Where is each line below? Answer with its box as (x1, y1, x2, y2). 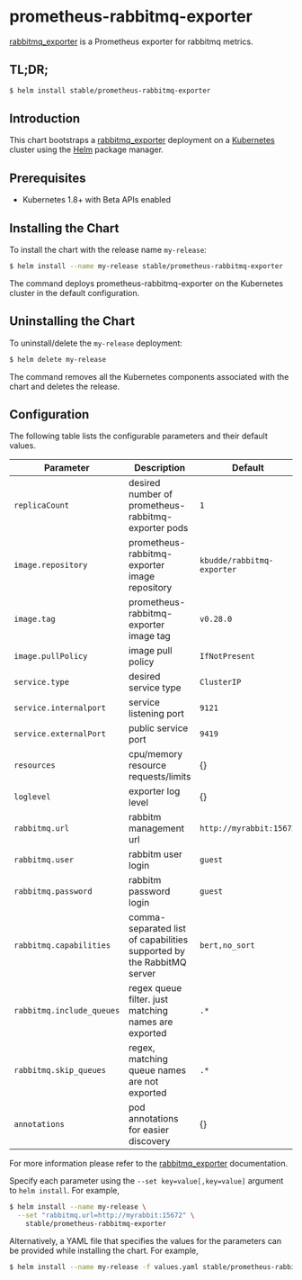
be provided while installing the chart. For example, (9, 1245, 200, 1257)
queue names (129, 1064, 187, 1077)
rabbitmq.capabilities (13, 941, 111, 951)
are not (129, 1076, 159, 1088)
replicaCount (13, 500, 70, 510)
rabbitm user (129, 848, 182, 861)
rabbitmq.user (13, 855, 75, 865)
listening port (129, 708, 184, 720)
